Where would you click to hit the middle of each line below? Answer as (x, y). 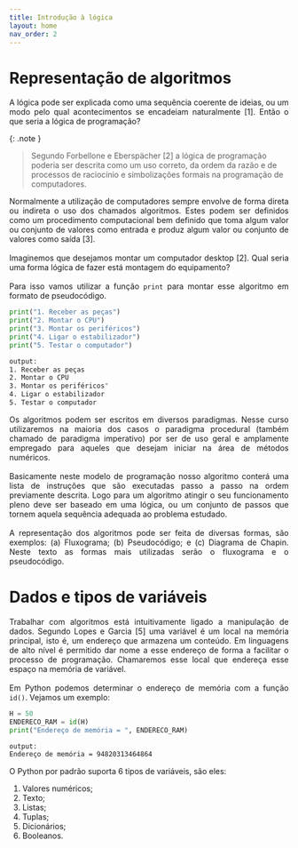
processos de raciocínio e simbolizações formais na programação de (157, 175)
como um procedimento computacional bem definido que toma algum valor (149, 220)
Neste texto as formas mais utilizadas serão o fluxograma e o (149, 551)
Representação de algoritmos (121, 78)
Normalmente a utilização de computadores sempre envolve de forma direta (149, 202)
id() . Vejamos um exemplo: (60, 697)
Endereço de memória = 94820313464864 (81, 755)
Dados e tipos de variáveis (108, 597)
